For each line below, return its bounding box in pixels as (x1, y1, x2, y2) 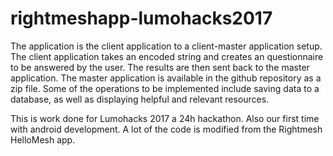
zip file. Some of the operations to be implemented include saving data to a (10, 82, 320, 94)
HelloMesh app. (10, 133, 76, 146)
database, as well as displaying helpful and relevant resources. (10, 93, 270, 105)
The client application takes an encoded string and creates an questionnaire (10, 50, 324, 62)
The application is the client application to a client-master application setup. (10, 40, 323, 52)
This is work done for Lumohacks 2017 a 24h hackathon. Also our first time (10, 112, 320, 124)
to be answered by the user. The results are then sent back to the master (10, 61, 310, 73)
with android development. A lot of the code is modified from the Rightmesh (10, 123, 323, 135)
